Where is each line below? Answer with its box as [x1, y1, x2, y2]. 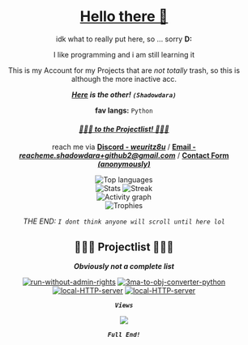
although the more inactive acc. [71, 74, 177, 83]
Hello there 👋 [79, 7, 169, 26]
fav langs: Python [95, 105, 153, 115]
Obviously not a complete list [74, 261, 174, 270]
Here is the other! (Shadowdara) [71, 89, 177, 100]
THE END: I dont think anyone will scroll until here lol [23, 216, 225, 226]
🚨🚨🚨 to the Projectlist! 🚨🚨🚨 [79, 124, 169, 134]
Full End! [107, 330, 141, 339]
